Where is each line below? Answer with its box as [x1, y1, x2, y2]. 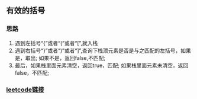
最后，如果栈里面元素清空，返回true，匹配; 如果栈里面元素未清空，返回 [14, 62, 189, 69]
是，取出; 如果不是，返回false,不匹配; [14, 54, 105, 61]
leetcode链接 [6, 85, 44, 94]
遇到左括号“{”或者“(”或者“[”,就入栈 [14, 39, 98, 46]
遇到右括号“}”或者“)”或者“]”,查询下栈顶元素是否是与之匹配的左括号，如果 [14, 47, 191, 54]
